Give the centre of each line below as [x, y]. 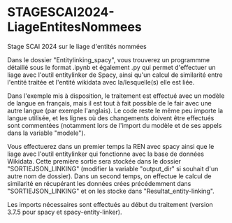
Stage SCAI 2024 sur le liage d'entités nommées [77, 46]
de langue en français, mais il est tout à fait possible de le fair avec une [109, 103]
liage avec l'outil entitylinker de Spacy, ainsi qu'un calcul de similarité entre [115, 75]
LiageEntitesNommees [74, 27]
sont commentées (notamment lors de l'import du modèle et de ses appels [115, 125]
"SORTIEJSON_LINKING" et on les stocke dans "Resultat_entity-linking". [111, 191]
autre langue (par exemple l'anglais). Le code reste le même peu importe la [115, 110]
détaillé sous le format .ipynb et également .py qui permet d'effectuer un [111, 67]
